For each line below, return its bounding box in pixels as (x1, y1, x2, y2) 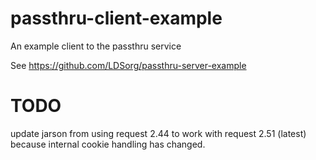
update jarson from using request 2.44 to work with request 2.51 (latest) (10, 127, 307, 139)
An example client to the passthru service (10, 40, 182, 52)
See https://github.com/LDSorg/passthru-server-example (10, 59, 247, 71)
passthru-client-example (10, 7, 223, 30)
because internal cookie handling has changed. (10, 138, 206, 150)
